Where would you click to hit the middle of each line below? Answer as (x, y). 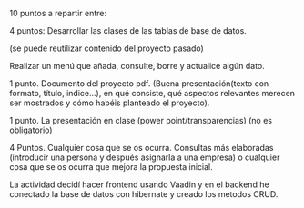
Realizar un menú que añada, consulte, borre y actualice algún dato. (137, 66)
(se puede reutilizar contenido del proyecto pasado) (107, 48)
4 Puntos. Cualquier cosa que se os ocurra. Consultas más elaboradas (142, 148)
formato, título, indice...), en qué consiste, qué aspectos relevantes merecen (152, 93)
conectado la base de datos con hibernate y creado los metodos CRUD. (144, 194)
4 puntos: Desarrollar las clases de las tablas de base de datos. (128, 30)
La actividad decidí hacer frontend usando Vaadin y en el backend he (140, 184)
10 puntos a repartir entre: (58, 13)
